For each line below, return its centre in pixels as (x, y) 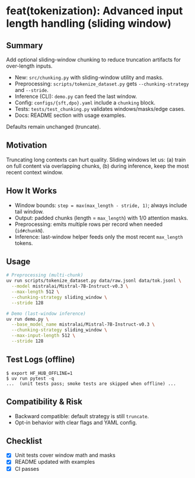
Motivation (27, 146)
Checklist (24, 441)
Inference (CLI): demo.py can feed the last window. (76, 96)
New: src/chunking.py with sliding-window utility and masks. (89, 77)
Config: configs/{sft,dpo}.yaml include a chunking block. (85, 103)
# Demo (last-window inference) (46, 313)
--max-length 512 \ (36, 292)
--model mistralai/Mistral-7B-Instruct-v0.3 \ (70, 286)
